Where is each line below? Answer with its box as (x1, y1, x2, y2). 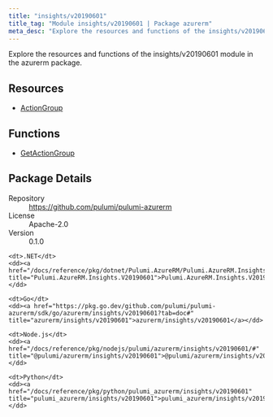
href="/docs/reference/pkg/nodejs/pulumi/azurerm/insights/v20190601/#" (8, 345, 260, 353)
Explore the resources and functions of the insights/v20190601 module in (8, 50, 253, 59)
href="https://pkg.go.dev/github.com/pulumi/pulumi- (33, 302, 217, 310)
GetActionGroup (19, 148, 76, 158)
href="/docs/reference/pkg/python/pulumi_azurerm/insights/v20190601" (8, 387, 253, 395)
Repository (8, 193, 45, 203)
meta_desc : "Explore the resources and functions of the (8, 27, 206, 35)
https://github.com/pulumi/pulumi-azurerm (28, 202, 172, 211)
